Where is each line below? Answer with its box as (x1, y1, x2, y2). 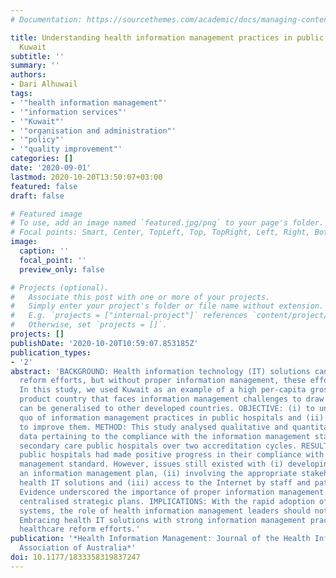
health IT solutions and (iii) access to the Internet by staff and (19, 478, 311, 488)
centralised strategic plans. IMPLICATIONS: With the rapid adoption (19, 496, 315, 506)
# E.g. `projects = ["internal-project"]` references (10, 311, 248, 321)
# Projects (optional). (10, 282, 110, 293)
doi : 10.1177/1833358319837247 (10, 552, 141, 562)
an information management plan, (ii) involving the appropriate (19, 469, 298, 479)
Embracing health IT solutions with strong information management (19, 515, 307, 525)
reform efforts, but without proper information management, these (19, 376, 307, 386)
